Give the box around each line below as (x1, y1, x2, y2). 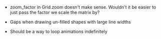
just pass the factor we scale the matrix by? (9, 9, 100, 15)
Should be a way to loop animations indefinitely (9, 29, 107, 34)
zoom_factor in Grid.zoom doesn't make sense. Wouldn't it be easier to (9, 4, 156, 10)
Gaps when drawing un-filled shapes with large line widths (9, 19, 131, 25)
